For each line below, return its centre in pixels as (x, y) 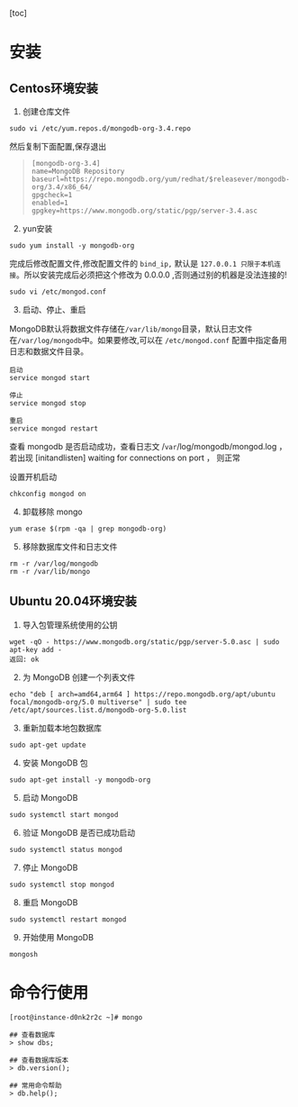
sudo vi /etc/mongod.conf (58, 292)
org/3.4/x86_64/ (62, 187)
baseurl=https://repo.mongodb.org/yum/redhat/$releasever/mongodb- (160, 179)
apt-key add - (36, 649)
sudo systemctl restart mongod (68, 919)
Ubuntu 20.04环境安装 (73, 601)
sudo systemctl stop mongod (62, 885)
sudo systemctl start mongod (64, 814)
